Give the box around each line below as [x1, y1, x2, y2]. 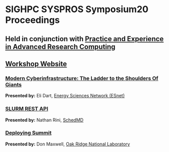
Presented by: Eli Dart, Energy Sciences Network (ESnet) [5, 93, 125, 99]
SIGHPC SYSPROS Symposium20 [5, 4, 149, 15]
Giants [5, 81, 22, 88]
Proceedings [5, 14, 60, 26]
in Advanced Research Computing [5, 42, 115, 51]
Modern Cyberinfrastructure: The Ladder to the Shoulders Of [5, 74, 158, 82]
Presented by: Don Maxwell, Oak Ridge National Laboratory [5, 141, 130, 147]
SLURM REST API [5, 105, 49, 112]
